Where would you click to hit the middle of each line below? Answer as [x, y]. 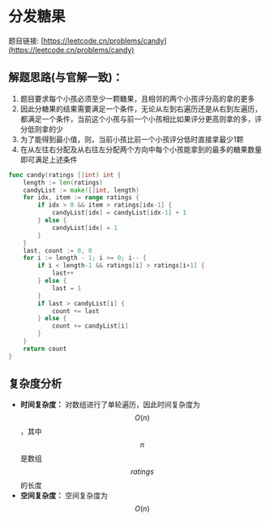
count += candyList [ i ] [90, 326]
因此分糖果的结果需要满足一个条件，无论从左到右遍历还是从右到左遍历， [141, 109]
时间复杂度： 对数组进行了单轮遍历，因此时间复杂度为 [110, 405]
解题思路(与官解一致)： [66, 78]
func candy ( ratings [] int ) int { [65, 175]
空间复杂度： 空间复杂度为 [64, 496]
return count [45, 349]
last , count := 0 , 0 [58, 250]
